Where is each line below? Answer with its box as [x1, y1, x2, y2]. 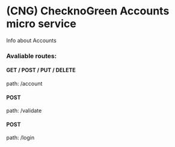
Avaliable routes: [6, 52, 57, 60]
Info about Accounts [6, 37, 57, 44]
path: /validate [6, 107, 42, 115]
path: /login [6, 134, 35, 142]
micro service [6, 17, 76, 31]
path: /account [6, 80, 43, 88]
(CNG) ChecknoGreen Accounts [6, 4, 170, 18]
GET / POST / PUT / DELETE [6, 67, 76, 74]
